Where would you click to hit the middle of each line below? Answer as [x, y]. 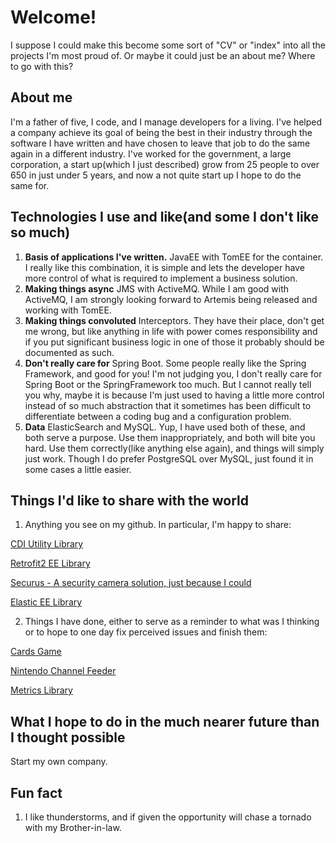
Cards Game [36, 652]
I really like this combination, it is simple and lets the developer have [164, 267]
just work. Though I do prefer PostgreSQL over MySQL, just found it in [169, 458]
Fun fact [36, 792]
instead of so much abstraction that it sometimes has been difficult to [168, 405]
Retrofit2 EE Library [50, 563]
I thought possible [68, 737]
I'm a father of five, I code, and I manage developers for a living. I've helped [166, 122]
